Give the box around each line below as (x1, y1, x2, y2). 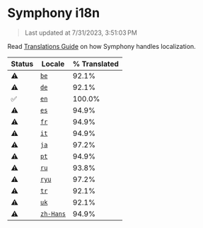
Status (11, 59, 34, 69)
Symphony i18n (7, 5, 100, 21)
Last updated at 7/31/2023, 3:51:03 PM (24, 28, 138, 37)
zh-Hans (40, 210, 66, 217)
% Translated (72, 59, 119, 69)
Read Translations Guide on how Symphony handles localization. (7, 42, 196, 50)
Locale (41, 59, 65, 69)
